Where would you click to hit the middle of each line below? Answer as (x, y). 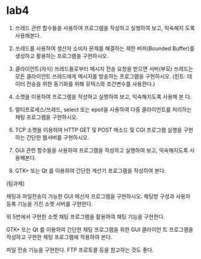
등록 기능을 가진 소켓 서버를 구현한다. (50, 203)
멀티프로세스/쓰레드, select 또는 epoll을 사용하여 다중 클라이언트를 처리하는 (103, 109)
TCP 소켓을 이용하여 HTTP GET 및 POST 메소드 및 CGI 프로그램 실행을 (98, 130)
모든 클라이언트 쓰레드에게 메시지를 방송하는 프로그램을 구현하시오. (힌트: (100, 76)
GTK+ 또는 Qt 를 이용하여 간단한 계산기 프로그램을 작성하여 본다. (90, 170)
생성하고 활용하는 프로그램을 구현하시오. (62, 56)
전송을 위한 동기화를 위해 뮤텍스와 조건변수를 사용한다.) (91, 84)
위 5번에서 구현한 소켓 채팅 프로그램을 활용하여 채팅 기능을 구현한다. (86, 216)
